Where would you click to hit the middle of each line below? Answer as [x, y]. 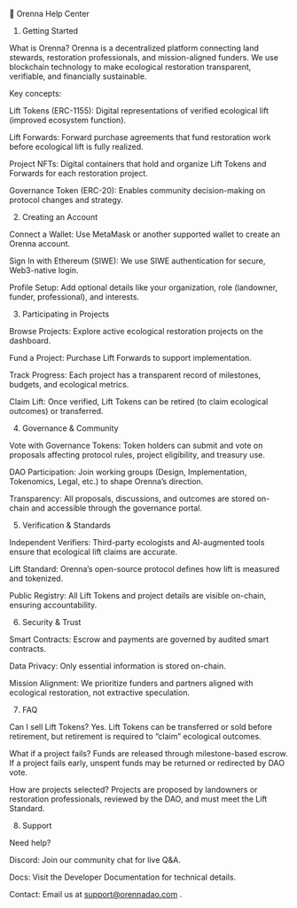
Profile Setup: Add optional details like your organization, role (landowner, [143, 287]
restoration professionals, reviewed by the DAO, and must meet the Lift [138, 799]
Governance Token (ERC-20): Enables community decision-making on [137, 190]
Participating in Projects [66, 314]
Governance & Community [70, 428]
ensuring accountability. [53, 605]
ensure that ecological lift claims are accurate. [94, 552]
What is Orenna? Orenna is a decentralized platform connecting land [134, 48]
